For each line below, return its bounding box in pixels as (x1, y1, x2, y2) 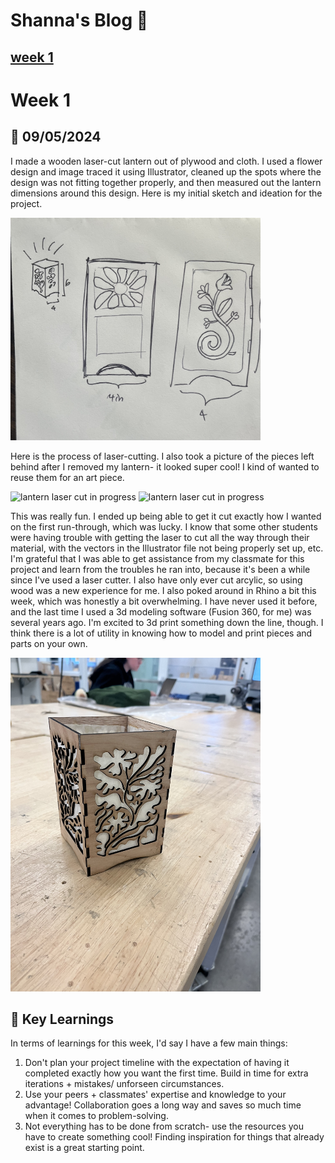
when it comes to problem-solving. (24, 1110, 169, 1122)
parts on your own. (10, 638, 88, 650)
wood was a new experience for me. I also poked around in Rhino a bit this (10, 585, 317, 597)
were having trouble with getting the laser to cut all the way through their (10, 532, 310, 544)
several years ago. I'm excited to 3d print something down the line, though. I (10, 617, 324, 629)
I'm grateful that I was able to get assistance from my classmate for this (10, 553, 305, 565)
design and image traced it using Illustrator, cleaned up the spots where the (10, 165, 322, 178)
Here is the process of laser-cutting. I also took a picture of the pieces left (10, 450, 315, 463)
